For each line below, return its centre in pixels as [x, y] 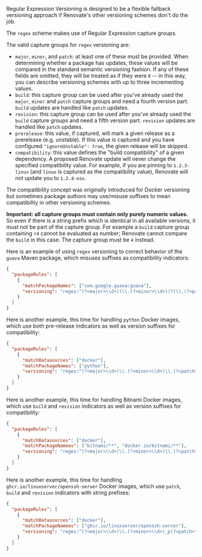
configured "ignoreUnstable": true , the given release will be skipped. [102, 146]
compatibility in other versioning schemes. [59, 202]
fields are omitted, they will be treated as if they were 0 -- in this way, [100, 76]
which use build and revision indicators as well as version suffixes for [94, 406]
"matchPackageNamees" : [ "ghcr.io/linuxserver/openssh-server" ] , [104, 526]
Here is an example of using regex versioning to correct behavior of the [94, 251]
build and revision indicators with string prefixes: [68, 493]
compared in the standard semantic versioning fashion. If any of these [102, 69]
